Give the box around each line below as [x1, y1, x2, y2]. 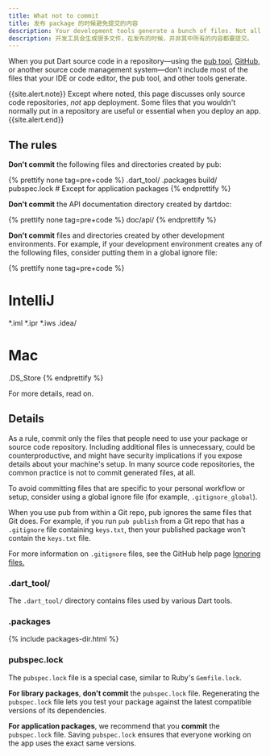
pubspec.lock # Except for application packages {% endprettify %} [8, 184, 231, 193]
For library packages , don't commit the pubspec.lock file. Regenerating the [8, 688, 260, 698]
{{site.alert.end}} [8, 114, 64, 125]
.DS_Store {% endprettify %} [8, 372, 104, 383]
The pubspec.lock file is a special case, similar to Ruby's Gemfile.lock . [8, 672, 242, 682]
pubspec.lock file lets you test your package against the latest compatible [8, 696, 252, 706]
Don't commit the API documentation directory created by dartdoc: [8, 199, 232, 210]
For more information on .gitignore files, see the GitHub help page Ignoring [8, 549, 261, 559]
